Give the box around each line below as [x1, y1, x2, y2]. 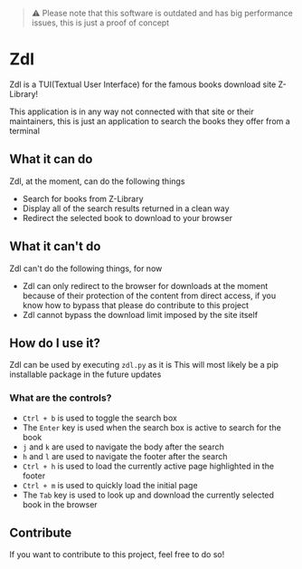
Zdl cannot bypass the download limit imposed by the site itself [22, 309, 259, 320]
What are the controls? [9, 391, 112, 404]
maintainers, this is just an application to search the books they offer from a [9, 115, 291, 126]
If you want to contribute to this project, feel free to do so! [9, 549, 225, 560]
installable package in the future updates [9, 369, 162, 380]
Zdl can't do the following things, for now [9, 263, 163, 274]
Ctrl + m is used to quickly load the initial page [22, 479, 198, 490]
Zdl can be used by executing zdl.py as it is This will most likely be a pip [9, 360, 278, 371]
